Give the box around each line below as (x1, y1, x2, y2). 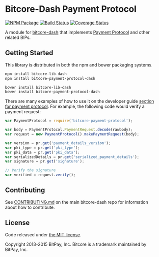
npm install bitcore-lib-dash (5, 71, 67, 76)
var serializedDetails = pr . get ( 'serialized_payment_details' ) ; (5, 154, 139, 160)
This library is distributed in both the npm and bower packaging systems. (5, 62, 153, 67)
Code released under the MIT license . (5, 231, 81, 237)
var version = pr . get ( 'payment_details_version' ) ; (5, 140, 111, 146)
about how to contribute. (5, 204, 55, 210)
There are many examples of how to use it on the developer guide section (5, 98, 155, 104)
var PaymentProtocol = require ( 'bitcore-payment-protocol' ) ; (5, 118, 133, 124)
